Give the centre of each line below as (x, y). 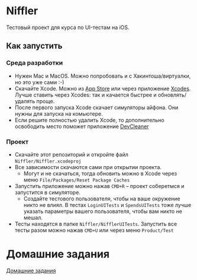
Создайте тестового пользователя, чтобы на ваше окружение (102, 198)
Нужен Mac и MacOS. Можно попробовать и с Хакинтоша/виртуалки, (103, 76)
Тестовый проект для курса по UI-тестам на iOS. (68, 27)
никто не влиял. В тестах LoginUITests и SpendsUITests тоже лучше (107, 205)
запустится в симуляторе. (48, 192)
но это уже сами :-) (39, 82)
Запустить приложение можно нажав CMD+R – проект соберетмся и (99, 186)
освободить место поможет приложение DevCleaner (82, 126)
